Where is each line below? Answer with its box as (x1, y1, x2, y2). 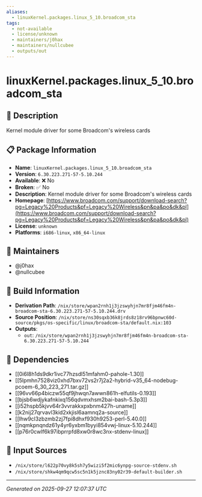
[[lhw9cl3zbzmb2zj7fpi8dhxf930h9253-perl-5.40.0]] (14, 415, 147, 422)
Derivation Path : (14, 302, 57, 309)
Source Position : (14, 314, 57, 321)
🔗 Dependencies (6, 354, 69, 364)
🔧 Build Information (6, 286, 80, 296)
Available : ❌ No (14, 177, 55, 184)
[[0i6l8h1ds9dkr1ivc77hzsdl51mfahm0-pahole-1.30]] (14, 370, 144, 377)
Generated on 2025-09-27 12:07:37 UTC (6, 485, 107, 492)
